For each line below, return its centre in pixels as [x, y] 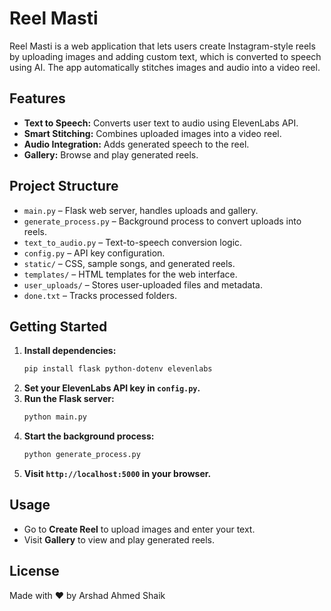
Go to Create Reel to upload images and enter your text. [139, 529]
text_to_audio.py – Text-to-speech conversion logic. [133, 242]
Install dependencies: [70, 351]
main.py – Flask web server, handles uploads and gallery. [141, 210]
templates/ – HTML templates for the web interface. [130, 274]
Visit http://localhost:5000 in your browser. [117, 473]
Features [37, 98]
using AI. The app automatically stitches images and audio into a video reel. [165, 67]
